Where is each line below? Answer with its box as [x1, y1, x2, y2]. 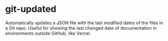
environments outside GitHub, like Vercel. [5, 30, 91, 36]
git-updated [5, 3, 57, 15]
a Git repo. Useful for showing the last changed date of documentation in [5, 25, 157, 31]
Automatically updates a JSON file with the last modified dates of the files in [5, 20, 163, 26]
